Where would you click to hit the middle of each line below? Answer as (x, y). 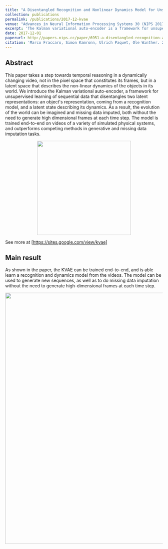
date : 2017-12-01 (23, 33)
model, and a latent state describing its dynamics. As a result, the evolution (82, 107)
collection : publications (32, 15)
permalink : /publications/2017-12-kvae (47, 19)
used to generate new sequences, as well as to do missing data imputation (82, 281)
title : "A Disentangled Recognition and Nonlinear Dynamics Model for (80, 10)
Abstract (19, 63)
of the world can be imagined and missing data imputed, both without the (81, 112)
